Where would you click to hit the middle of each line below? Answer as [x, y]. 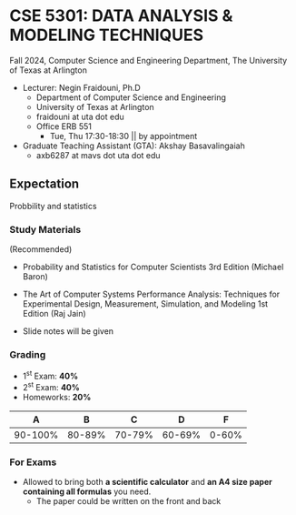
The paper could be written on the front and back [128, 500]
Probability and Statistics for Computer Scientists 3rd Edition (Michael [153, 267]
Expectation [44, 184]
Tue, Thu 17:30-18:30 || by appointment [123, 136]
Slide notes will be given [68, 331]
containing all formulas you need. [87, 491]
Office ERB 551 [64, 126]
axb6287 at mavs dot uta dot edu [98, 155]
